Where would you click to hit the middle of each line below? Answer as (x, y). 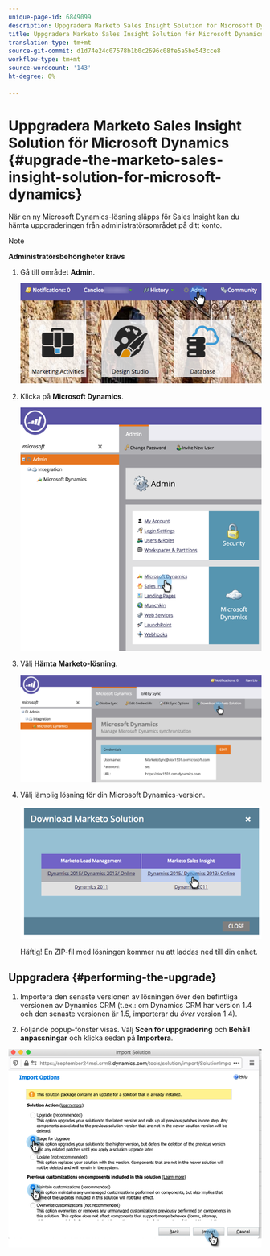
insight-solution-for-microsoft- (115, 177)
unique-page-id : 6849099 (50, 17)
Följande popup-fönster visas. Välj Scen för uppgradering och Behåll (135, 1029)
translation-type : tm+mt (50, 43)
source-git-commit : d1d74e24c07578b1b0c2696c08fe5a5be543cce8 (115, 51)
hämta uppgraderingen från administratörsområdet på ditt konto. (115, 225)
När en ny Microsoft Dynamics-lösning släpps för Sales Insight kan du (124, 217)
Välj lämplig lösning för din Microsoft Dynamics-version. (112, 795)
